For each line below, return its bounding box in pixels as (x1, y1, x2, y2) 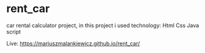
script (6, 28, 21, 35)
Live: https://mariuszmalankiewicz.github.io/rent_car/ (6, 40, 140, 47)
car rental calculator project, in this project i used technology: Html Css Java (6, 22, 199, 29)
